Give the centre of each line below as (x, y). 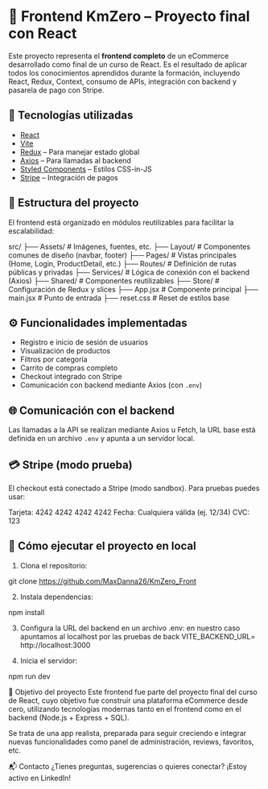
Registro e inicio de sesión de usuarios (84, 342)
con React (43, 33)
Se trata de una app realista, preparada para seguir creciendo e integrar (128, 733)
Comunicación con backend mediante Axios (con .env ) (111, 385)
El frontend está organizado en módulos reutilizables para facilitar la (121, 222)
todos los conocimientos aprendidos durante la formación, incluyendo (124, 72)
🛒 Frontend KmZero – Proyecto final (129, 17)
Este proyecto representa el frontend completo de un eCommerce (119, 56)
